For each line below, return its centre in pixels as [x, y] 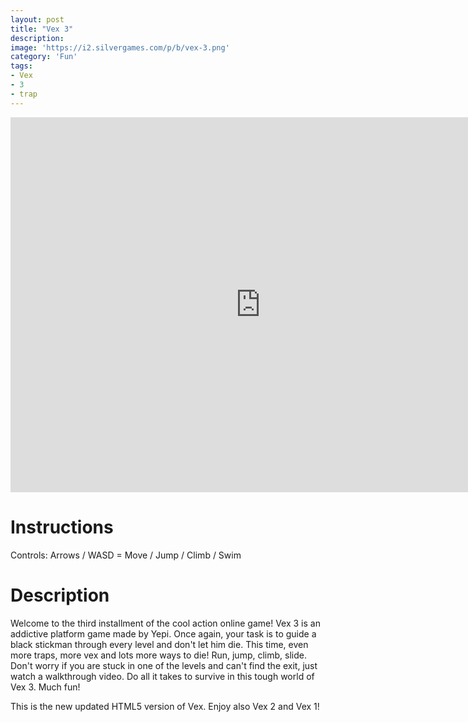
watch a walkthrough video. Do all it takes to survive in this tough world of [162, 676]
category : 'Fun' [44, 57]
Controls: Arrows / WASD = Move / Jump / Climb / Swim [126, 555]
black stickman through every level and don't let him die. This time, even [159, 644]
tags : [21, 66]
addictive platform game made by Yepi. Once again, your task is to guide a [163, 633]
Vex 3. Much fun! [45, 687]
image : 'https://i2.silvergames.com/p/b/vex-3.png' [120, 47]
